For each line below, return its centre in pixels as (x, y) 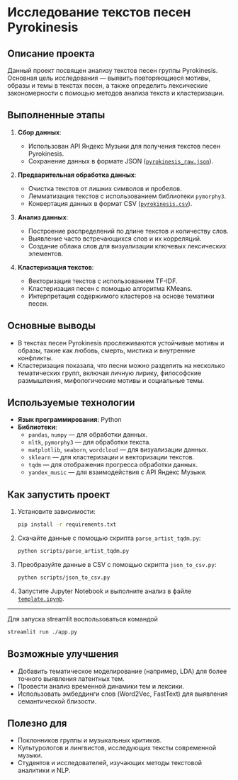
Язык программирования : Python (69, 420)
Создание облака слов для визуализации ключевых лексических (127, 246)
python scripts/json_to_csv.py (64, 578)
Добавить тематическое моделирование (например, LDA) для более (122, 671)
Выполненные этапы (56, 115)
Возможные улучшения (63, 654)
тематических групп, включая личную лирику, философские (109, 373)
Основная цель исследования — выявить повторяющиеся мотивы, (109, 78)
